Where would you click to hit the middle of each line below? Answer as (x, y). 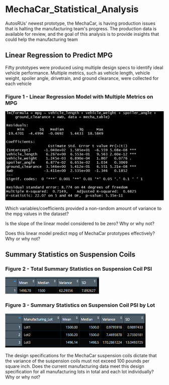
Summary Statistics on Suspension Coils (70, 254)
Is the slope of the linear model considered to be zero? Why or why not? (80, 223)
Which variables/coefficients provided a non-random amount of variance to (83, 208)
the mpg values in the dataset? (37, 214)
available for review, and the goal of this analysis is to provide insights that (82, 34)
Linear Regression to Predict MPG (59, 55)
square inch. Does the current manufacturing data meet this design (75, 366)
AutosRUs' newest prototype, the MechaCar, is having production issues (80, 23)
